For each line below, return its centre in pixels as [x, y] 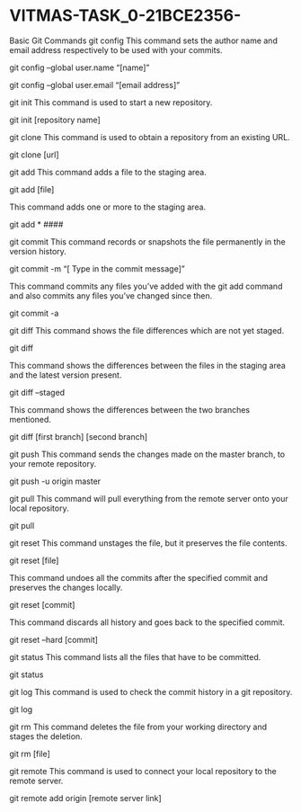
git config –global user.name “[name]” [80, 67]
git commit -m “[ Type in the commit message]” [97, 268]
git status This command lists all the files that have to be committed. [135, 656]
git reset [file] [34, 560]
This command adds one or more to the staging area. [108, 207]
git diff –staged [37, 392]
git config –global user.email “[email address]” [95, 85]
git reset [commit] [42, 604]
